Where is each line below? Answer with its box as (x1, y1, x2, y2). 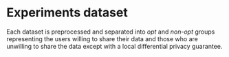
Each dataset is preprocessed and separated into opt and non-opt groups (6, 27, 215, 36)
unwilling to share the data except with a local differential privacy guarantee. (6, 42, 223, 50)
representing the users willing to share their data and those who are (6, 34, 199, 43)
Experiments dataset (6, 5, 128, 21)
